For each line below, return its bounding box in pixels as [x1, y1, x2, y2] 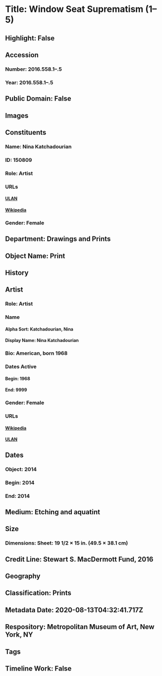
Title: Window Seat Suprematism [5, 3, 144, 15]
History [5, 268, 29, 277]
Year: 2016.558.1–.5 [5, 79, 54, 86]
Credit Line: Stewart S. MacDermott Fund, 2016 [5, 555, 154, 563]
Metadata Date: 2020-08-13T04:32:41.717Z [5, 606, 144, 614]
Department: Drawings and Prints [5, 235, 111, 243]
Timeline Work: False [5, 665, 72, 673]
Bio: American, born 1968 [5, 350, 68, 357]
